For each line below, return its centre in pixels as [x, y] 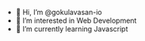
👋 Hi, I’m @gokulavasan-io [59, 12]
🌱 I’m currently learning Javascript [72, 29]
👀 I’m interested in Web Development [76, 20]
